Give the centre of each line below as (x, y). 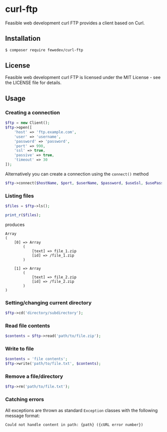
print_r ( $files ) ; (23, 215)
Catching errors (25, 400)
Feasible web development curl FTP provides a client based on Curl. (75, 23)
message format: (23, 416)
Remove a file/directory (34, 376)
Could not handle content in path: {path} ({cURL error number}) (74, 425)
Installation (23, 39)
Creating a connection (33, 112)
